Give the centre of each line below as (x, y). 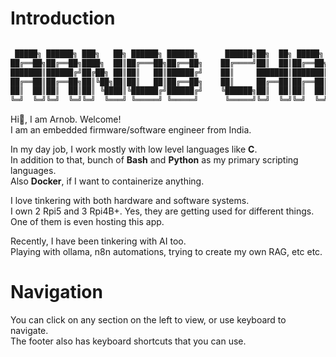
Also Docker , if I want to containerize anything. (107, 181)
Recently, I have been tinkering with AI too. (98, 241)
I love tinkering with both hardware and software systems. (130, 201)
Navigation (56, 292)
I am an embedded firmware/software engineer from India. (131, 130)
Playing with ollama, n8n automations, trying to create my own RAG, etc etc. (166, 252)
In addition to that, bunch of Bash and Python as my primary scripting (154, 160)
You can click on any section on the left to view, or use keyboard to (148, 320)
